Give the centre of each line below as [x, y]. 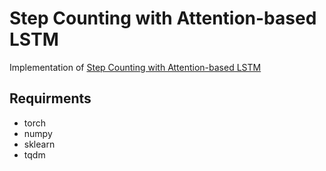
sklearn [39, 144]
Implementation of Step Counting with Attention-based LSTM [135, 67]
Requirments [50, 98]
